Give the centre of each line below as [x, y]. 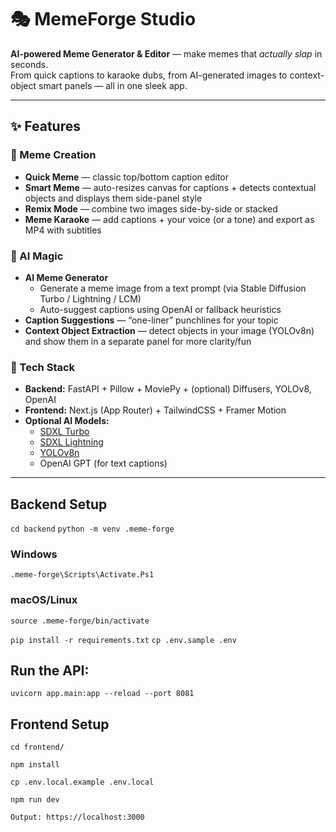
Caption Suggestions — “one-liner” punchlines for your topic [151, 320]
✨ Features [45, 126]
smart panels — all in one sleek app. [113, 85]
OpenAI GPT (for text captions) [103, 463]
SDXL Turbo [64, 432]
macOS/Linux [44, 600]
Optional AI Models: [67, 421]
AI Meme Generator [66, 277]
